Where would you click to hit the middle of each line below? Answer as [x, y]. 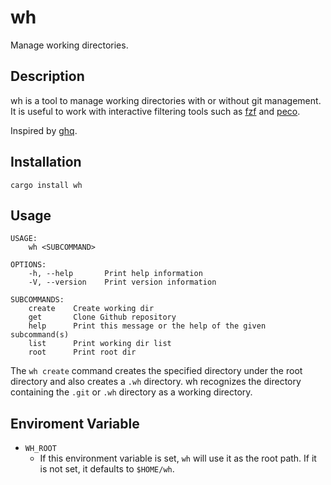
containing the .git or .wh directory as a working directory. [131, 392]
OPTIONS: [28, 265]
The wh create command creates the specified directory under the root [156, 371]
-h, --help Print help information [115, 274]
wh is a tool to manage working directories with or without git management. [166, 100]
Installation [46, 162]
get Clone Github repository [102, 317]
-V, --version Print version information [122, 282]
